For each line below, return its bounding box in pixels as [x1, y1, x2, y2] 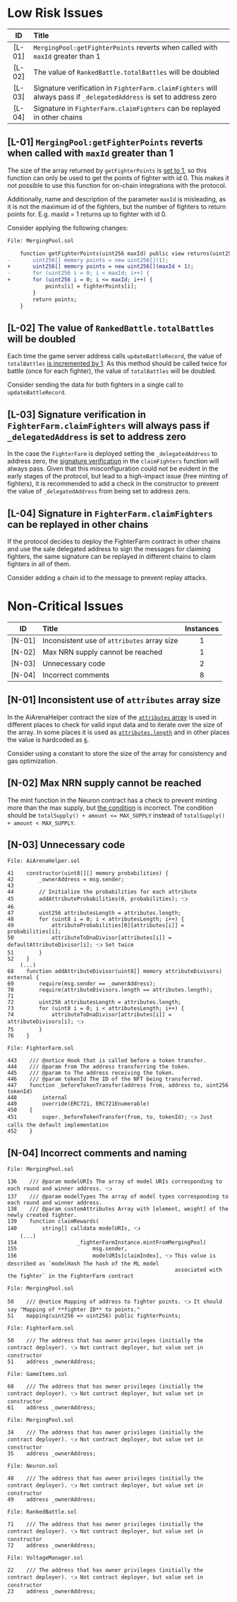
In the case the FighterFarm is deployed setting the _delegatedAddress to [7, 449, 218, 458]
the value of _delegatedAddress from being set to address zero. [7, 487, 190, 495]
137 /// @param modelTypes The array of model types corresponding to [7, 1193, 229, 1201]
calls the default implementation [7, 1121, 109, 1129]
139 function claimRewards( [7, 1218, 99, 1225]
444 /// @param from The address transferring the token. [7, 1064, 191, 1071]
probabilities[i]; [7, 928, 61, 936]
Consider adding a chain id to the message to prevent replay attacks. [7, 573, 208, 582]
